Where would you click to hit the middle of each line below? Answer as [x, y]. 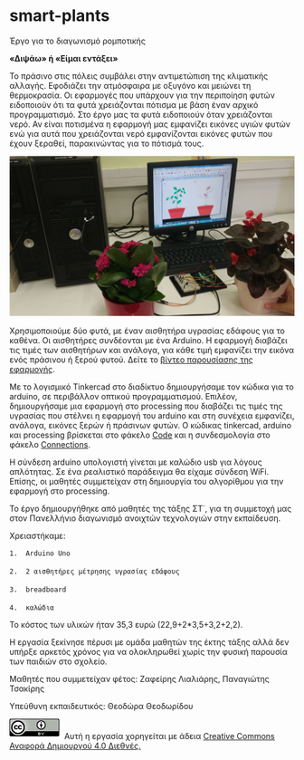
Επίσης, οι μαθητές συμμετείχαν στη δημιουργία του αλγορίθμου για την [147, 482]
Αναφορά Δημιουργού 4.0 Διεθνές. [76, 746]
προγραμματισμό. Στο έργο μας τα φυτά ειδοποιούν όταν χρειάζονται [141, 114]
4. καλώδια [32, 608]
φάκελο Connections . [50, 445]
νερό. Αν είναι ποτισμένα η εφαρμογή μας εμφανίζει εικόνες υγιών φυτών [150, 124]
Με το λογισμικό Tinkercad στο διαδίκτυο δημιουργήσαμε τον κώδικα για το [152, 387]
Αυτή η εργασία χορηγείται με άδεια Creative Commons [169, 736]
